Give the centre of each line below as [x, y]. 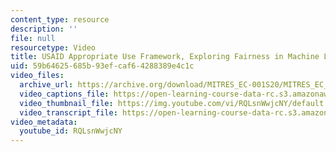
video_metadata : [44, 122]
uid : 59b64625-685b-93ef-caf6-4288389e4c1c [102, 66]
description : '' [44, 29]
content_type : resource [60, 19]
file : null [33, 38]
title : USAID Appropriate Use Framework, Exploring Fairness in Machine [165, 57]
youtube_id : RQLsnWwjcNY [71, 131]
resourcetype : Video [53, 47]
